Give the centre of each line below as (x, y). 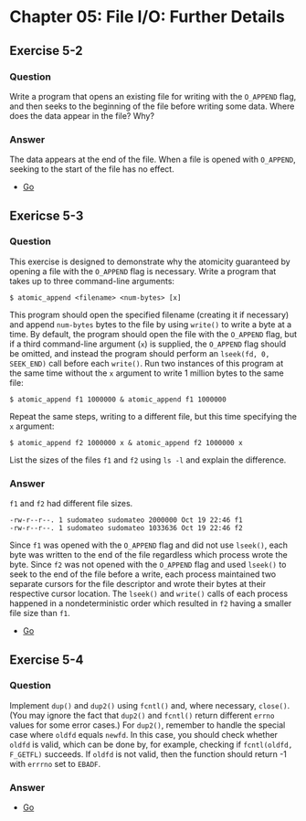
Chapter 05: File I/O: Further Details (147, 17)
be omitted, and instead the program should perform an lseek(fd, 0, (140, 353)
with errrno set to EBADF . (55, 763)
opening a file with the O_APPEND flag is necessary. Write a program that (143, 271)
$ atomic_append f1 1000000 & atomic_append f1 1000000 (118, 400)
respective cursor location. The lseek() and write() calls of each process (149, 594)
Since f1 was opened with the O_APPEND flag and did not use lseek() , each (149, 545)
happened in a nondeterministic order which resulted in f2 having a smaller (151, 603)
